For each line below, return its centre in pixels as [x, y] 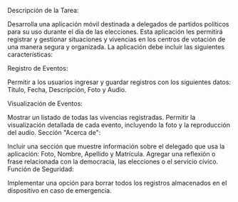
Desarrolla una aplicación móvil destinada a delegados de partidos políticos [118, 24]
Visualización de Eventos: [45, 103]
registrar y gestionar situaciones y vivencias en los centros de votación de [117, 39]
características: [30, 54]
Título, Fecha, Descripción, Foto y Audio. [67, 90]
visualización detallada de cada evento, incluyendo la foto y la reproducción [119, 125]
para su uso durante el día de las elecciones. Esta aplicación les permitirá [115, 32]
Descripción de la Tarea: [43, 10]
